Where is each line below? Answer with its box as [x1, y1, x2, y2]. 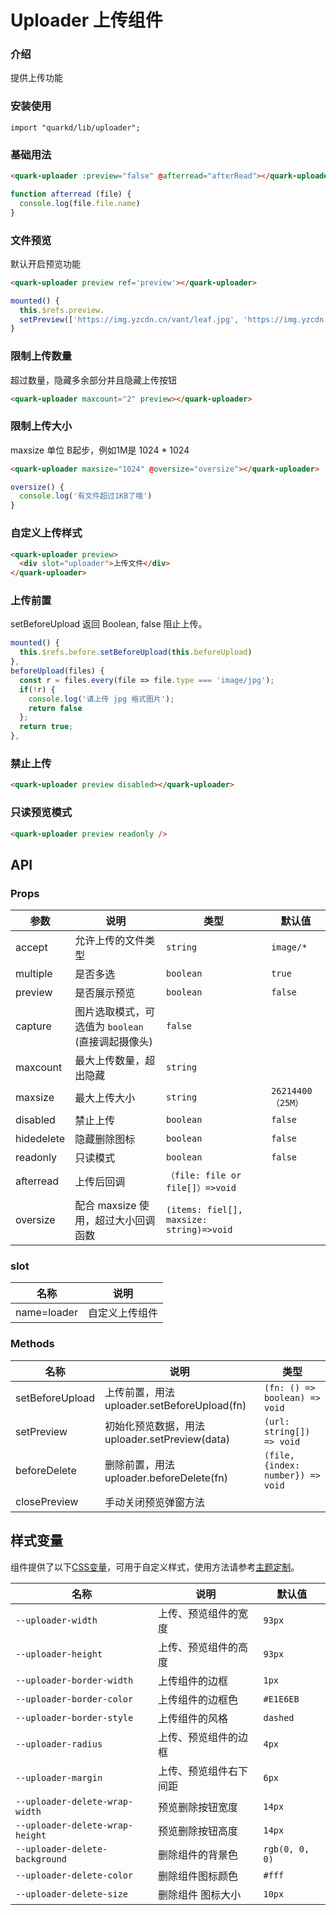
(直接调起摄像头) [74, 1035, 153, 1049]
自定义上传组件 [87, 1306, 158, 1320]
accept [15, 941, 48, 955]
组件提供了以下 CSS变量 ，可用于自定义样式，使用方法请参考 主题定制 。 [10, 1561, 300, 1573]
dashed [263, 1712, 295, 1723]
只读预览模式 [10, 806, 73, 820]
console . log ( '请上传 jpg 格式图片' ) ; [28, 694, 175, 704]
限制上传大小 [10, 419, 73, 433]
